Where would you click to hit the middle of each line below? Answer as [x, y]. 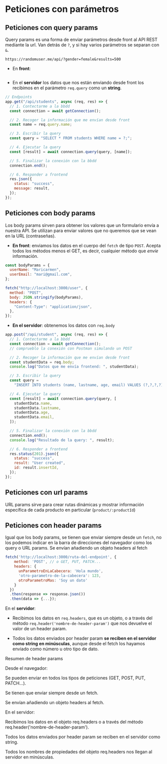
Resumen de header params [34, 659]
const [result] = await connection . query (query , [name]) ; [71, 152]
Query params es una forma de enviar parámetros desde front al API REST [82, 39]
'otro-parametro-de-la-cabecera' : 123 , [59, 575]
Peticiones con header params [53, 525]
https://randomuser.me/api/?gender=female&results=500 [63, 59]
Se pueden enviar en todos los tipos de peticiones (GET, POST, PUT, [75, 678]
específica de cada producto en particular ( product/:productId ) [70, 510]
